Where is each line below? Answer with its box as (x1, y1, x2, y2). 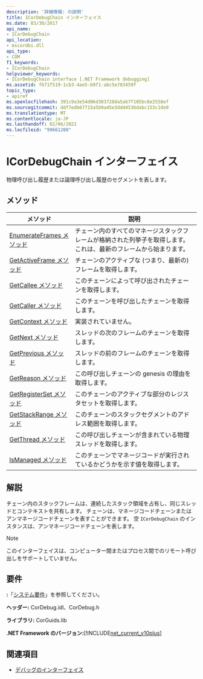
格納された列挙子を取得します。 (98, 235, 189, 244)
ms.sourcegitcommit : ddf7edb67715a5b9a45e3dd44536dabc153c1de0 (6, 104, 169, 111)
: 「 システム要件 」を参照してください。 (6, 591, 103, 599)
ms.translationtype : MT (6, 110, 66, 116)
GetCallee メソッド (9, 281, 63, 289)
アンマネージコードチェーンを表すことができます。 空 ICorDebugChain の (6, 515, 185, 522)
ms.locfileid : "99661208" (6, 127, 71, 133)
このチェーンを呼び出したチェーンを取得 (74, 297, 190, 305)
